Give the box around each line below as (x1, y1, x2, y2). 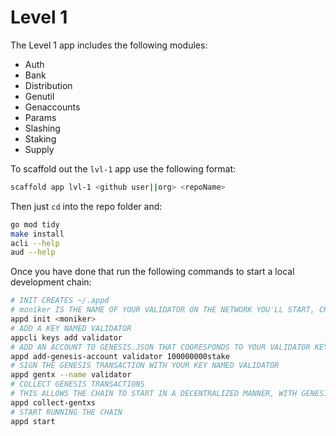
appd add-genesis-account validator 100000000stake (10, 351, 230, 361)
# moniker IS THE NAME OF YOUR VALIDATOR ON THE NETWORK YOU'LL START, (10, 305, 315, 315)
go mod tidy (10, 219, 60, 230)
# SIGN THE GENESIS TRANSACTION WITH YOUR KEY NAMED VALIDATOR (10, 361, 280, 371)
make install (10, 229, 65, 239)
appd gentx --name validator (10, 370, 132, 380)
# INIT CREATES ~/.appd (10, 296, 110, 306)
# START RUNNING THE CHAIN (10, 407, 123, 417)
